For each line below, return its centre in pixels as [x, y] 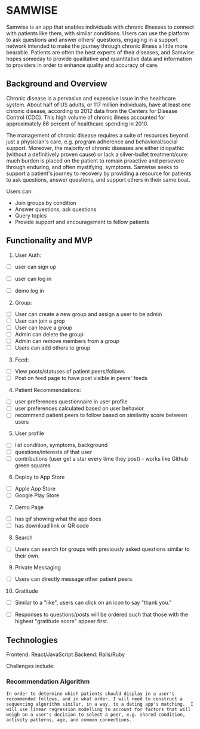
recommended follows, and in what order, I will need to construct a [95, 699]
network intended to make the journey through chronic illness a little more [97, 46]
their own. [27, 556]
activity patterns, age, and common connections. [69, 720]
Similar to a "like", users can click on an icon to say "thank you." [93, 602]
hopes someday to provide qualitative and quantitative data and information [99, 59]
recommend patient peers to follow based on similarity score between [101, 415]
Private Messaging [38, 567]
